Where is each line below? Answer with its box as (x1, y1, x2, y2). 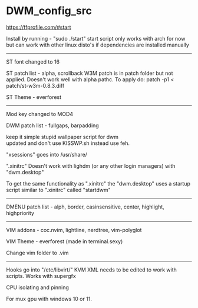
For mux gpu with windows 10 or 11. (6, 295, 93, 302)
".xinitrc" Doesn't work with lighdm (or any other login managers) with (6, 162, 176, 169)
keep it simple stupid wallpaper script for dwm (6, 133, 119, 140)
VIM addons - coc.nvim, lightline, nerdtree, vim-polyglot (6, 226, 142, 233)
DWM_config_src (6, 4, 93, 18)
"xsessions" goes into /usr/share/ (6, 151, 87, 158)
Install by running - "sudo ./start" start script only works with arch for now (6, 35, 186, 42)
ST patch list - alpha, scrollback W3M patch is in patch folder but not (6, 69, 173, 77)
